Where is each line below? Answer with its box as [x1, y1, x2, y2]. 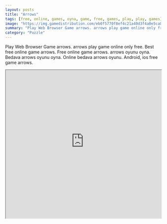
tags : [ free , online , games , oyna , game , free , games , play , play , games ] [5, 16, 163, 21]
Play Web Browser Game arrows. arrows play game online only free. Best [5, 44, 154, 49]
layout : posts [5, 7, 35, 12]
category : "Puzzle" [5, 30, 45, 35]
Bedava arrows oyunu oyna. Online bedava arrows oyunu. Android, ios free [5, 54, 158, 60]
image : [5, 21, 19, 26]
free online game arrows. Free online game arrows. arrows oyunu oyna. [5, 49, 151, 55]
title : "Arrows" [5, 12, 39, 17]
